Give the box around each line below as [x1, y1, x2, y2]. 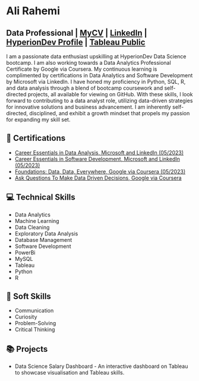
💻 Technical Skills [6, 192, 75, 203]
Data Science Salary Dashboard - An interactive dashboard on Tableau [14, 363, 188, 370]
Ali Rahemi [6, 4, 61, 18]
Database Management [14, 236, 72, 243]
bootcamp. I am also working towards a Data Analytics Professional [6, 59, 171, 66]
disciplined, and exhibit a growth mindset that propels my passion [29, 110, 190, 116]
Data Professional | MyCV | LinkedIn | [6, 28, 147, 38]
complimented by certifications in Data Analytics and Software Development [6, 72, 193, 78]
